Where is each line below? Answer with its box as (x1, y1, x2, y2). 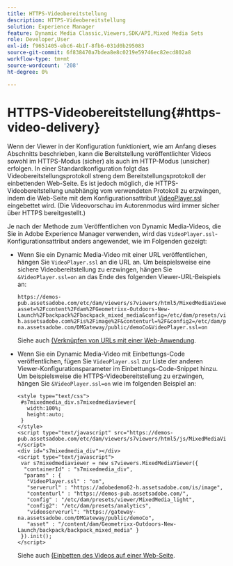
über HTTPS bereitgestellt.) (7, 209, 86, 217)
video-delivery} (7, 119, 101, 135)
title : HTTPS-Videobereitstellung (7, 10, 108, 17)
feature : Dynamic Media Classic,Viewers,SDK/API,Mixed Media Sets (7, 29, 204, 37)
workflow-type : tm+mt (7, 56, 70, 63)
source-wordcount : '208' (7, 62, 79, 69)
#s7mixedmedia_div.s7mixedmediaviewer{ (20, 399, 136, 406)
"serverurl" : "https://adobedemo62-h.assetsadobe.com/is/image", (26, 485, 224, 492)
